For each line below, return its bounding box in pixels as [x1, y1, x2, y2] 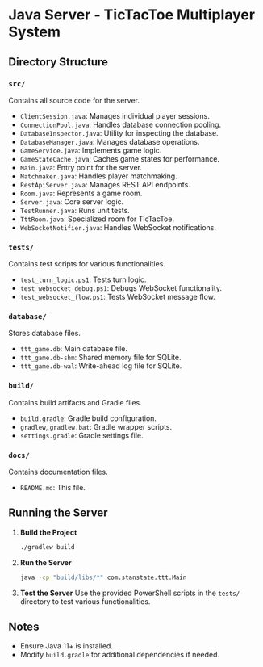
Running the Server [8, 506, 108, 520]
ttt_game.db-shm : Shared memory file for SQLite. [19, 353, 182, 363]
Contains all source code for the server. [8, 95, 140, 105]
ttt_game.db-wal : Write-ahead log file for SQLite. [19, 361, 182, 371]
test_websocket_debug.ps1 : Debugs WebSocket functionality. [19, 283, 222, 293]
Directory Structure [8, 55, 109, 69]
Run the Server [19, 557, 72, 567]
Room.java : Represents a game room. [19, 188, 143, 198]
